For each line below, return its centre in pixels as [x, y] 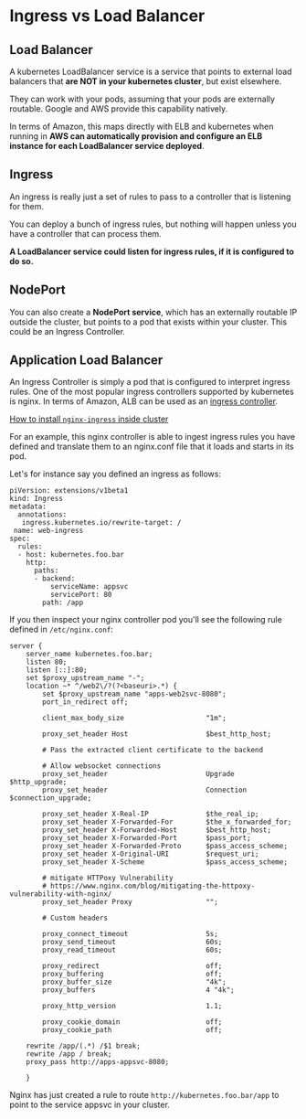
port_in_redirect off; [85, 702]
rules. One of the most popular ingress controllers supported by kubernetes [152, 392]
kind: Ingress [37, 499]
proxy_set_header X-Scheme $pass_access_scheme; [165, 862]
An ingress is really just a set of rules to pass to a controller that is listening [150, 197]
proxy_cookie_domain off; [132, 1022]
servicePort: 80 [81, 595]
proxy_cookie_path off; [132, 1030]
